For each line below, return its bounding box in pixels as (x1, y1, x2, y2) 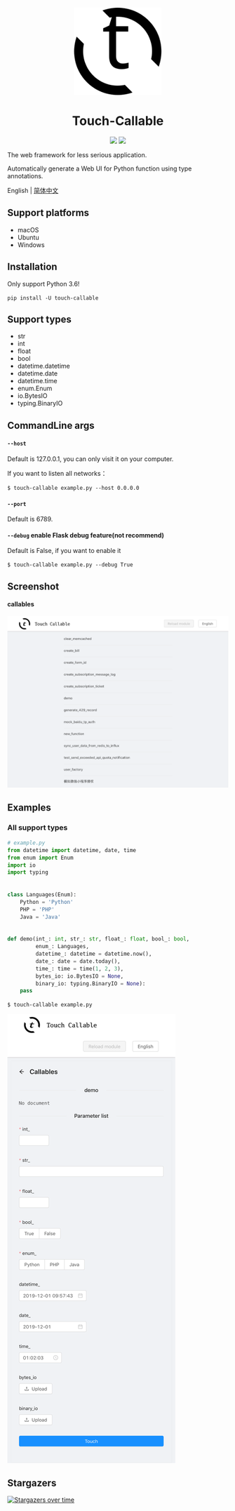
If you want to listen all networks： (7, 470, 107, 478)
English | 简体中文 (7, 187, 59, 195)
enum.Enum (17, 384, 53, 393)
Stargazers (7, 1477, 57, 1489)
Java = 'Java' (20, 913, 61, 920)
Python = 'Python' (20, 898, 74, 905)
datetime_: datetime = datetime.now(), (35, 950, 152, 958)
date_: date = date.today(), (35, 957, 121, 965)
